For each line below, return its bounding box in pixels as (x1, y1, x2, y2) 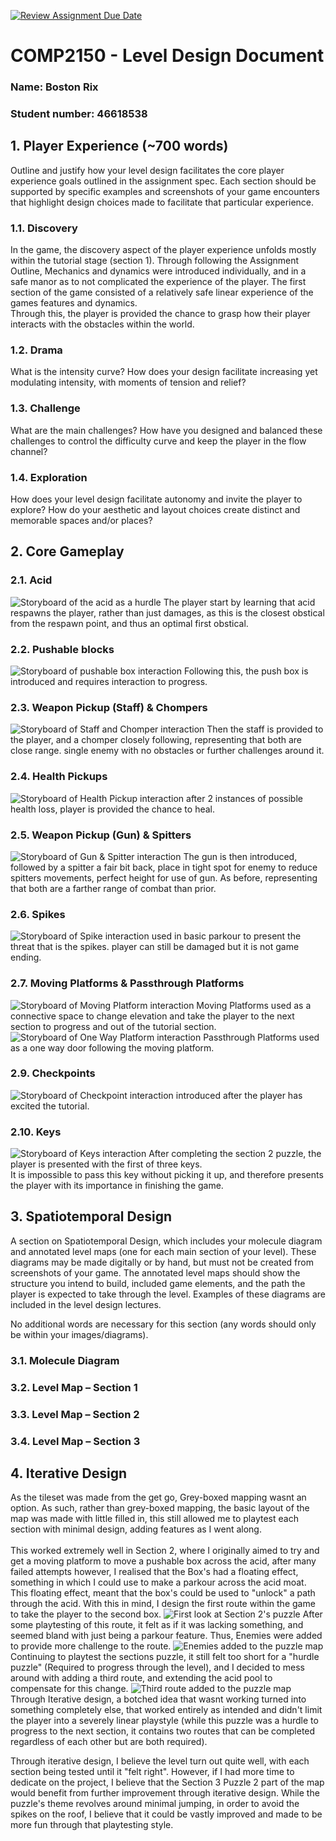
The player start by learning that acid (163, 596, 316, 608)
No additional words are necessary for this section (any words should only (10, 1318, 317, 1330)
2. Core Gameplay (10, 543, 125, 560)
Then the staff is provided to (206, 723, 324, 735)
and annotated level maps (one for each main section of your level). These (10, 1245, 317, 1257)
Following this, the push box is (183, 665, 309, 677)
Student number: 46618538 (10, 107, 148, 121)
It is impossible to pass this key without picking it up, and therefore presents (10, 1169, 324, 1181)
